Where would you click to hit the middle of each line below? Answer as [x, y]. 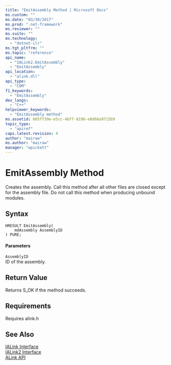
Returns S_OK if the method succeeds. [46, 290]
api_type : [16, 81]
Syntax [17, 214]
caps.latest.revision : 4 [32, 133]
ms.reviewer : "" [22, 29]
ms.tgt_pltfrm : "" [25, 48]
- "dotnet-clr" [26, 43]
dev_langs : [17, 100]
